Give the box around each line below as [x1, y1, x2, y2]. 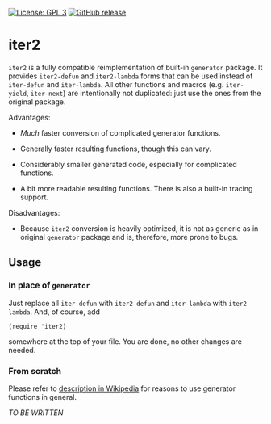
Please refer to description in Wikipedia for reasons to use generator [8, 384, 236, 393]
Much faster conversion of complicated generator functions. [19, 128, 221, 137]
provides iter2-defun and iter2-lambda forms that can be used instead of [8, 71, 253, 81]
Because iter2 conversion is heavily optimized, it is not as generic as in [19, 223, 259, 233]
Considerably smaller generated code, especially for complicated [19, 159, 238, 169]
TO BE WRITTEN [8, 408, 64, 418]
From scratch [8, 365, 62, 376]
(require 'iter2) [8, 322, 67, 330]
